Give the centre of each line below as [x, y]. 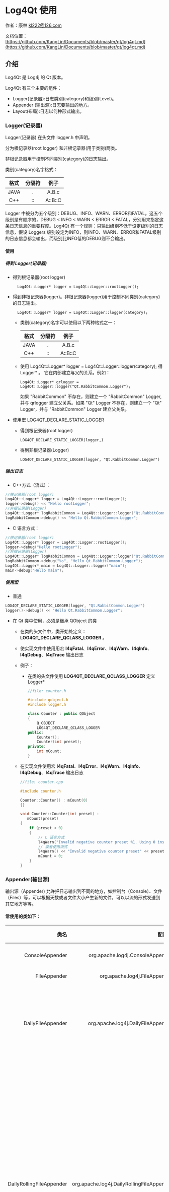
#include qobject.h [48, 700]
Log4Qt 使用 [31, 10]
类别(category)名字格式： [32, 170]
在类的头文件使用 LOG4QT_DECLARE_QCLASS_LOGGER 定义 [91, 676]
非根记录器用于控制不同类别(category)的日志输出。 [58, 159]
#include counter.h [40, 791]
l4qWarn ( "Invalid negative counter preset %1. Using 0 [97, 842]
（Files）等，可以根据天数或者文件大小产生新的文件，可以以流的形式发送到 [83, 898]
